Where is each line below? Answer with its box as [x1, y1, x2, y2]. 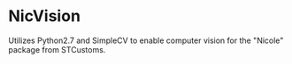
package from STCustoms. [8, 44, 106, 54]
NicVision [8, 6, 81, 26]
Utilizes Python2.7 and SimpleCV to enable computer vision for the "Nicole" [8, 35, 284, 46]
